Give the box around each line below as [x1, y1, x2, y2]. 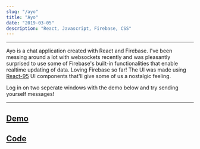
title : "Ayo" [6, 14, 39, 20]
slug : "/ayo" [6, 8, 39, 15]
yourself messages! [6, 91, 55, 98]
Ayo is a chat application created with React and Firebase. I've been [6, 47, 173, 54]
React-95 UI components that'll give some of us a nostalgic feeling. [6, 73, 171, 80]
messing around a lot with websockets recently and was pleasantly [6, 54, 171, 61]
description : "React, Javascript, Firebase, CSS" [6, 25, 132, 32]
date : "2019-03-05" [6, 20, 55, 26]
